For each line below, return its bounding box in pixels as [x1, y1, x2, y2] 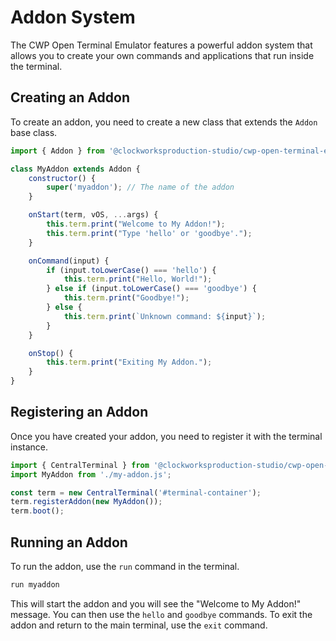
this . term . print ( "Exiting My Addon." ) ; [46, 357, 213, 368]
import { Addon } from [10, 146, 105, 156]
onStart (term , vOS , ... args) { [28, 210, 159, 220]
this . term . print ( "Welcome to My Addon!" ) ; [46, 219, 226, 229]
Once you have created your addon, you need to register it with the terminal [10, 430, 323, 442]
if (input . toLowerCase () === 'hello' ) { [46, 265, 217, 275]
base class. [10, 126, 58, 138]
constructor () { [28, 173, 97, 183]
